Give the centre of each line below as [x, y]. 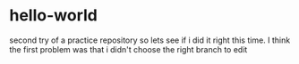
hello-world [54, 16]
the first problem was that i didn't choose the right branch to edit [128, 49]
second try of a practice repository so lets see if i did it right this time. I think [150, 40]
